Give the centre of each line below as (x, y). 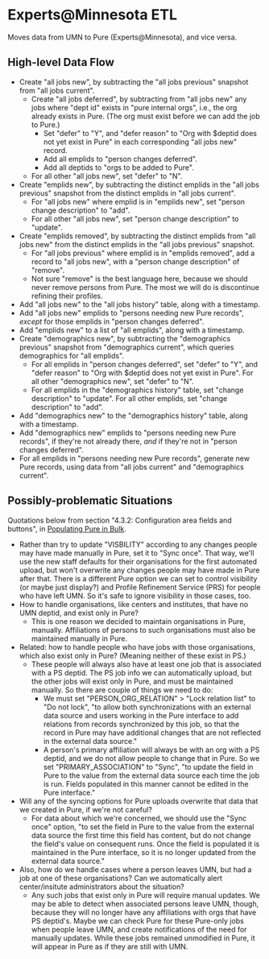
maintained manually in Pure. (79, 639)
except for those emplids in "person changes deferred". (112, 321)
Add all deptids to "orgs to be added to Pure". (118, 167)
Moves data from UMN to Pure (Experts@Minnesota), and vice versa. (122, 37)
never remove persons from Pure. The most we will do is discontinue (145, 287)
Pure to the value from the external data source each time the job (151, 775)
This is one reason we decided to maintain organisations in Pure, (139, 621)
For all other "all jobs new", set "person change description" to (135, 218)
